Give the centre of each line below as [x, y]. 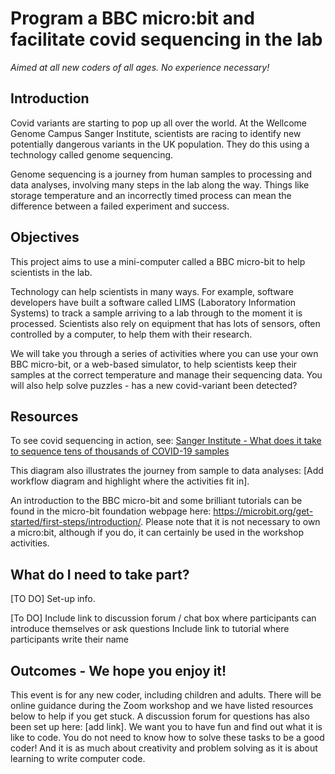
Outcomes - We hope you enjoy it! [118, 670]
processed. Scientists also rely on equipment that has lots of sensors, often [165, 323]
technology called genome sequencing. [92, 154]
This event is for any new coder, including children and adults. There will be [166, 695]
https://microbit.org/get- [263, 511]
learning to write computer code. [78, 758]
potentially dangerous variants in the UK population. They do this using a [160, 144]
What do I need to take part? [100, 574]
